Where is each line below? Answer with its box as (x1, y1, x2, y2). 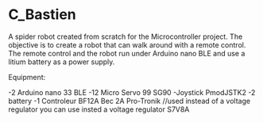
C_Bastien (8, 6, 77, 24)
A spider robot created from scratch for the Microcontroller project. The (8, 32, 243, 41)
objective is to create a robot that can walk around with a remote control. (8, 40, 246, 49)
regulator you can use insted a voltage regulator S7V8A (8, 105, 190, 114)
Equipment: (8, 72, 46, 82)
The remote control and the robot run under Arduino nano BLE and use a (8, 48, 246, 58)
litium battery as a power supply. (8, 57, 115, 67)
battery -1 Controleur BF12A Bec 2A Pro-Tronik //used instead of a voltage (8, 96, 251, 105)
